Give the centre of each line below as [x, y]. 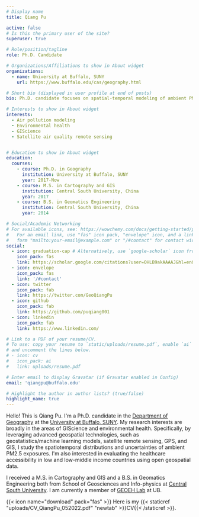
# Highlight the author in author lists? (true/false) [75, 394]
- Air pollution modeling [44, 120]
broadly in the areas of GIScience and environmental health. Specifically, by [99, 428]
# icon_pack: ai [29, 361]
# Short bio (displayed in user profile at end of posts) [79, 93]
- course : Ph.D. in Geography [54, 169]
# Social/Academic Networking [44, 224]
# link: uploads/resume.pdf [44, 367]
